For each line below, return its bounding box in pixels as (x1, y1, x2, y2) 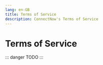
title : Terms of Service (5, 12, 56, 17)
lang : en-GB (5, 7, 30, 12)
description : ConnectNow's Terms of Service (5, 16, 99, 21)
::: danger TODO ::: (5, 54, 44, 60)
